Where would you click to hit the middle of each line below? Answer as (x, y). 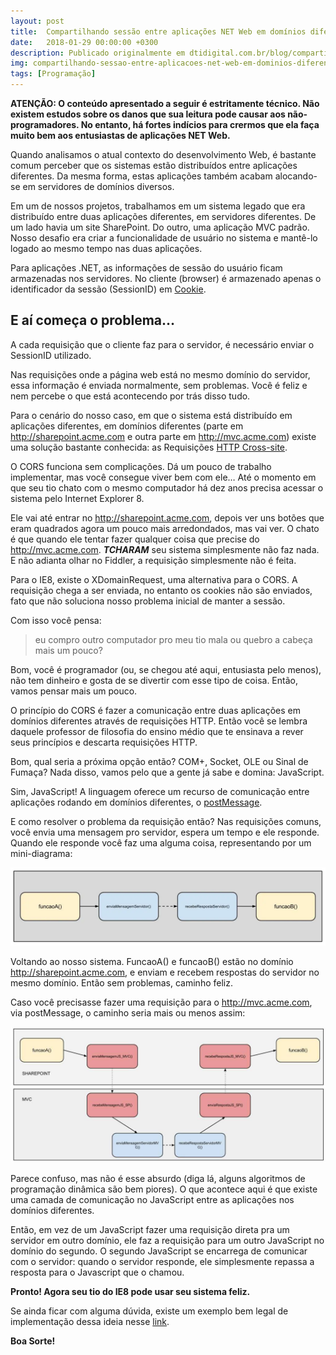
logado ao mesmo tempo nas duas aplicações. (106, 248)
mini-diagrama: (41, 853)
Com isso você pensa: (56, 620)
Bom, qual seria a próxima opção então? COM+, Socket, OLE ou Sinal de (159, 761)
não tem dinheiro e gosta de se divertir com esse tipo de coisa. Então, (154, 680)
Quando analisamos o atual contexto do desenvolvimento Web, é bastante (163, 154)
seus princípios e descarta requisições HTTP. (104, 742)
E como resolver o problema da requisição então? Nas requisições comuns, (166, 821)
